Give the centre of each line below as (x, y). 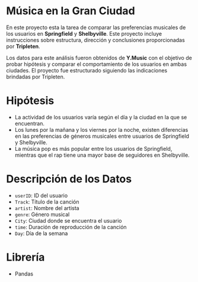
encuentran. (29, 123)
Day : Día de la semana (41, 233)
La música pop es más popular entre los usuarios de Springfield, (93, 148)
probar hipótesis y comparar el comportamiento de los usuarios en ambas (97, 64)
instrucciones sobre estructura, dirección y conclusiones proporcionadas (95, 40)
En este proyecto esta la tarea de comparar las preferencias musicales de (96, 27)
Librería (25, 257)
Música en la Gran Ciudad (71, 11)
